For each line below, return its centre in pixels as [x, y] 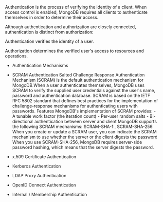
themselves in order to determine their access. [52, 17]
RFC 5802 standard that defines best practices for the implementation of [85, 101]
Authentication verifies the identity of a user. [49, 41]
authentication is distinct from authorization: [49, 32]
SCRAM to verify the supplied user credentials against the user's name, [84, 90]
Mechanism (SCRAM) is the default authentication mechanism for [78, 80]
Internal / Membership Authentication [49, 194]
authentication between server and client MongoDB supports [96, 121]
